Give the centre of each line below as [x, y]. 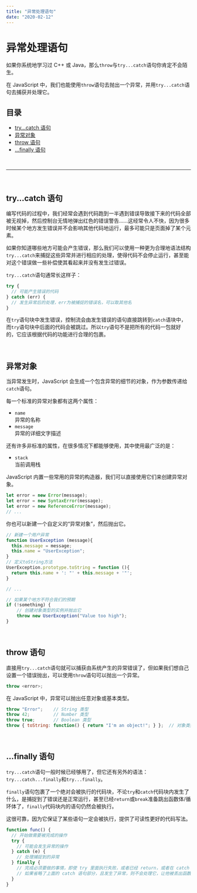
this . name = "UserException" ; [48, 551]
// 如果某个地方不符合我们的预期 [40, 600]
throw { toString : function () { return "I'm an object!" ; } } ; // [90, 726]
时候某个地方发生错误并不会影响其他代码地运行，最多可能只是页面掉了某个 [96, 228]
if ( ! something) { [28, 605]
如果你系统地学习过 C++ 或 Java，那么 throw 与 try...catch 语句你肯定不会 [94, 65]
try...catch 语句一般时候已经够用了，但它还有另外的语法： [77, 772]
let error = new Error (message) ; [47, 495]
